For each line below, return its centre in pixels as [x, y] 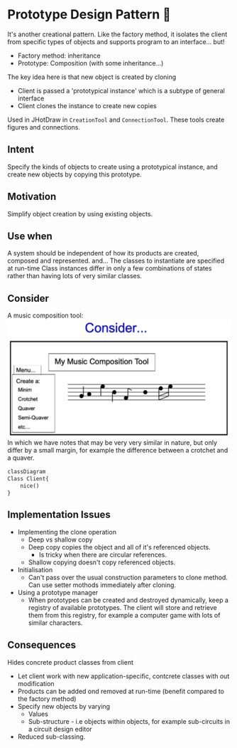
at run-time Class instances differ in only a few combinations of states [110, 268]
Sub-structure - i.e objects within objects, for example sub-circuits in [129, 721]
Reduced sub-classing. [51, 737]
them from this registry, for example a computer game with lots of [124, 615]
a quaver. [21, 458]
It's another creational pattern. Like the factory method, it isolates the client [117, 34]
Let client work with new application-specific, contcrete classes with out [123, 676]
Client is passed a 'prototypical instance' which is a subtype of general [121, 90]
